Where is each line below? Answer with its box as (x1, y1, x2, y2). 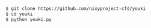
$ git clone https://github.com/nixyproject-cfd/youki (5, 6, 146, 12)
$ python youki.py (5, 17, 52, 23)
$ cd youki (5, 11, 33, 17)
